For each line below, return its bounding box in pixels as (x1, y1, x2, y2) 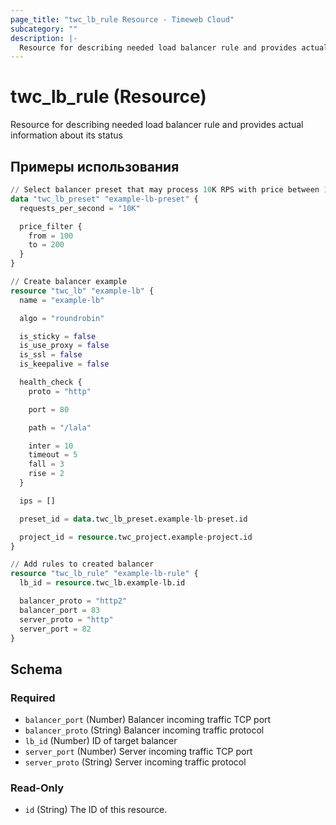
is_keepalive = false (19, 359, 110, 370)
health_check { (19, 377, 83, 387)
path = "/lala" (28, 422, 92, 433)
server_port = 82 (19, 624, 92, 634)
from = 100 (28, 231, 74, 241)
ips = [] (19, 496, 56, 506)
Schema (10, 661, 63, 678)
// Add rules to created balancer (10, 559, 155, 570)
